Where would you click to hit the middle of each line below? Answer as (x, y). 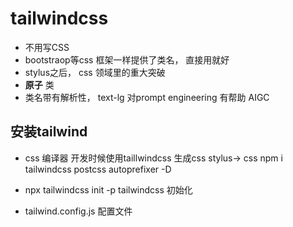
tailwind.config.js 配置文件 (78, 211)
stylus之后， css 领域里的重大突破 (95, 72)
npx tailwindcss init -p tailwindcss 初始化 (108, 189)
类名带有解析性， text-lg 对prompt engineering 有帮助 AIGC (147, 97)
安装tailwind (49, 132)
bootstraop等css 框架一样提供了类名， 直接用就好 (127, 59)
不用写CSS (47, 47)
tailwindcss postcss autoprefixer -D (98, 169)
